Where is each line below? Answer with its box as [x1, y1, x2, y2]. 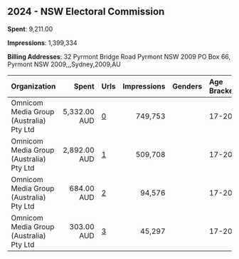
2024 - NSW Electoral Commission [7, 6, 165, 18]
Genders [172, 81, 203, 91]
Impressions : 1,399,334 [7, 39, 78, 47]
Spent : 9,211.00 [7, 24, 53, 33]
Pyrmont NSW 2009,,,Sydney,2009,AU [7, 60, 121, 68]
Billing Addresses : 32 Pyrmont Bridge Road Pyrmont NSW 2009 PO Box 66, [7, 52, 231, 61]
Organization [11, 81, 56, 91]
